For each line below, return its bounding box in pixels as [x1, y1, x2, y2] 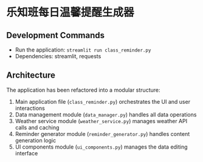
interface [15, 149, 38, 157]
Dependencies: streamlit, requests [15, 53, 101, 59]
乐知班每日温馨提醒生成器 [6, 5, 135, 19]
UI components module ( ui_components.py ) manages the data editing [15, 143, 188, 150]
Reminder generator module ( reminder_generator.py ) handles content [15, 130, 190, 137]
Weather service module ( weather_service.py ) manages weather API [15, 117, 187, 124]
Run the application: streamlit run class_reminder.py [15, 46, 151, 53]
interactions [15, 104, 46, 112]
